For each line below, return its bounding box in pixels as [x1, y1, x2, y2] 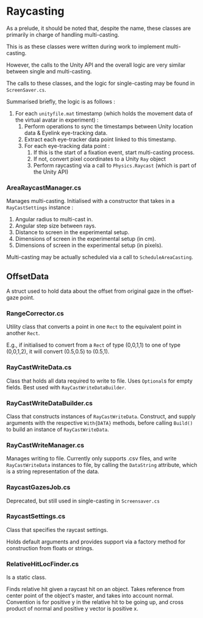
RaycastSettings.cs [6, 512, 66, 521]
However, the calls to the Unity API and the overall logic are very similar [6, 61, 186, 68]
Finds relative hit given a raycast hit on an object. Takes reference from [6, 586, 185, 593]
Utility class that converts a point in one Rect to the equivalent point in [6, 323, 182, 331]
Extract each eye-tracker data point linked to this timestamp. [24, 136, 177, 143]
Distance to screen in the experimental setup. [15, 229, 130, 236]
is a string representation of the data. [6, 468, 99, 475]
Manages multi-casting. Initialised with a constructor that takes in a [6, 197, 175, 205]
